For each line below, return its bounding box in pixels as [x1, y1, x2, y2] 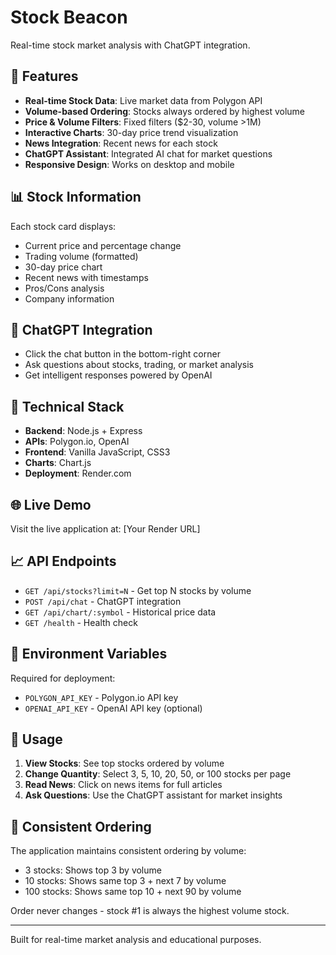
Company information [24, 292, 115, 305]
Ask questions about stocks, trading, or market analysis [24, 359, 254, 371]
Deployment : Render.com [24, 467, 132, 480]
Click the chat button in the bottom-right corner [24, 348, 221, 360]
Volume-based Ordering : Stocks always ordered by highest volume [24, 105, 306, 117]
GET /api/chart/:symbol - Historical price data [24, 606, 217, 618]
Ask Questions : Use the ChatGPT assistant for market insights [24, 789, 283, 801]
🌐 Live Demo [10, 496, 92, 513]
